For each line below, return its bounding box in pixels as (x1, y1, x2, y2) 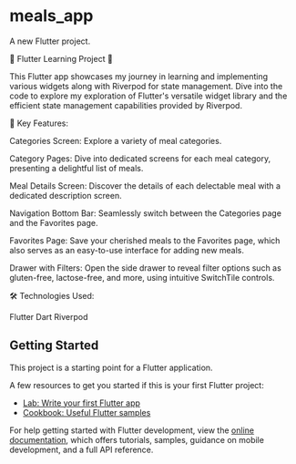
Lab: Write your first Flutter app (22, 397, 141, 408)
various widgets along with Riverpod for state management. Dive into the (9, 80, 283, 91)
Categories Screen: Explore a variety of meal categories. (9, 135, 222, 146)
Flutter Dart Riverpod (9, 311, 88, 322)
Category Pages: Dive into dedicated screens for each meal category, (9, 152, 271, 164)
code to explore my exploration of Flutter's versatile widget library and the (9, 90, 288, 101)
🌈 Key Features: (9, 118, 69, 129)
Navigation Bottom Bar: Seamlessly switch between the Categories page (9, 207, 282, 219)
